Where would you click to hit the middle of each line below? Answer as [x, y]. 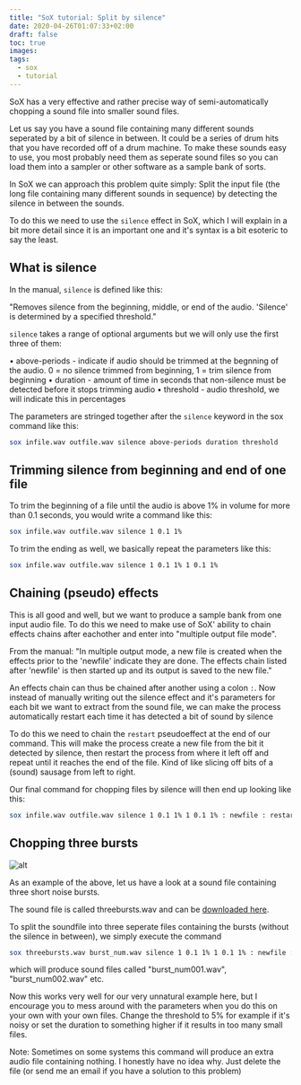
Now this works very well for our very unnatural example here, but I [133, 996]
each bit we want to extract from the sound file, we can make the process [145, 706]
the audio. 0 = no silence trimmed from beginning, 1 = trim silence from [140, 370]
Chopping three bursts [74, 843]
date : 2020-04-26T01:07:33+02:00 [72, 26]
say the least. [34, 240]
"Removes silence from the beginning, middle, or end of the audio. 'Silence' [149, 307]
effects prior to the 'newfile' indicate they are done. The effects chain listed [148, 661]
